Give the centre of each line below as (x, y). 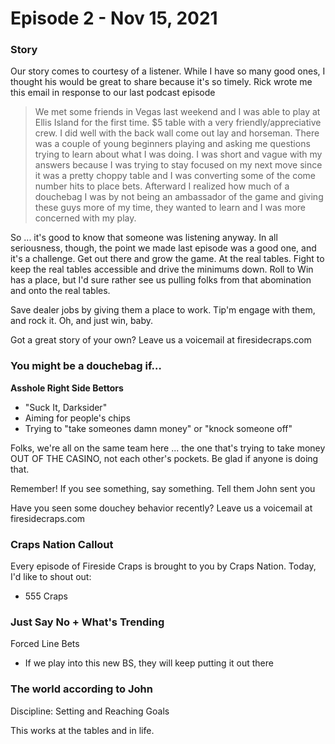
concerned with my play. (85, 218)
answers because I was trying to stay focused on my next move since (178, 165)
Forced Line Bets (45, 644)
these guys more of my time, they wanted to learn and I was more (170, 208)
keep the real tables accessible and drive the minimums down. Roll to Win (162, 269)
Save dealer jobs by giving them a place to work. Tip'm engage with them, (163, 310)
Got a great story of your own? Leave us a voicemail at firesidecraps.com (161, 340)
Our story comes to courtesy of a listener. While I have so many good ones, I (168, 71)
